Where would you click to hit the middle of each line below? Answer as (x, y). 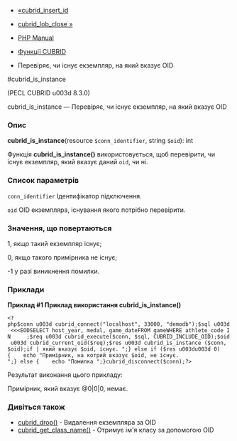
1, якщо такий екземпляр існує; (55, 243)
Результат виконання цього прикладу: (65, 375)
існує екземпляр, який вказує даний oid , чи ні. (78, 162)
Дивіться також (36, 407)
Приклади (26, 289)
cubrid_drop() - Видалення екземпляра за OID (87, 423)
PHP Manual (36, 38)
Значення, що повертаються (60, 228)
